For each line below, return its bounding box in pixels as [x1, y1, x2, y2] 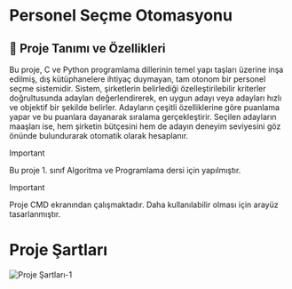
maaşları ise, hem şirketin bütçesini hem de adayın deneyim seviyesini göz [9, 121, 281, 132]
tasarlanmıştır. [9, 209, 61, 219]
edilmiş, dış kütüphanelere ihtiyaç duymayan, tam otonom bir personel [9, 74, 266, 84]
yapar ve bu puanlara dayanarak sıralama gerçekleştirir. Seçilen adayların [9, 112, 277, 122]
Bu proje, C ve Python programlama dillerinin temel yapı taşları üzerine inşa [9, 64, 284, 75]
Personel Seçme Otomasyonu [9, 5, 233, 26]
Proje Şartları [9, 240, 108, 261]
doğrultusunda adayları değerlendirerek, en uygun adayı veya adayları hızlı [9, 92, 282, 103]
